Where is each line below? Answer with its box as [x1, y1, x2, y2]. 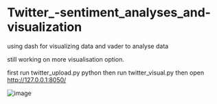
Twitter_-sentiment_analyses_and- [7, 5, 212, 21]
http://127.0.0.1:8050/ [7, 75, 67, 83]
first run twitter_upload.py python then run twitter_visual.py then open [7, 68, 205, 77]
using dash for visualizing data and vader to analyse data [7, 42, 169, 50]
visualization [7, 19, 82, 35]
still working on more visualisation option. [7, 55, 125, 63]
